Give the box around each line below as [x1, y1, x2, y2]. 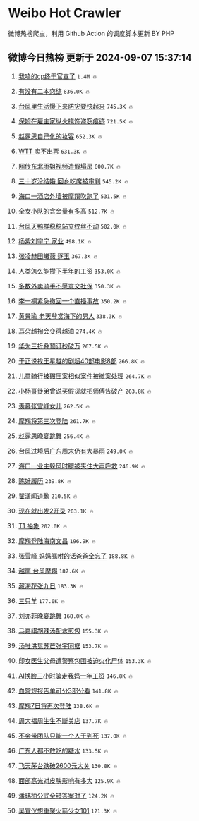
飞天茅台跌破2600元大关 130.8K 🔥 [18, 761, 118, 770]
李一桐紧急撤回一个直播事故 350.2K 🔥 [18, 296, 127, 305]
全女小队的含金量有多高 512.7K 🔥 [18, 207, 115, 215]
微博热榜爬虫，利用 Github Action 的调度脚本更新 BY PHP [8, 29, 175, 37]
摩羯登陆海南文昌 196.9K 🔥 [18, 536, 96, 545]
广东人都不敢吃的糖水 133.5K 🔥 [18, 746, 109, 755]
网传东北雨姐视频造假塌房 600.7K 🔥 [18, 162, 121, 170]
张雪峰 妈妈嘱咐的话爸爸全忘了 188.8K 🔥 [18, 552, 135, 560]
